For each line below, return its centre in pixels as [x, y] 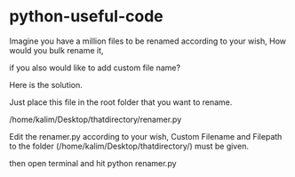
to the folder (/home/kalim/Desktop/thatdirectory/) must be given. [129, 146]
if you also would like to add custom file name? [95, 68]
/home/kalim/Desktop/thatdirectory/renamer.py [96, 119]
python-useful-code [86, 16]
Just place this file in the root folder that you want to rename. [121, 102]
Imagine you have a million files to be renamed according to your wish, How [148, 41]
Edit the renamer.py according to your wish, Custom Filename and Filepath [146, 136]
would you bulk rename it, [56, 50]
